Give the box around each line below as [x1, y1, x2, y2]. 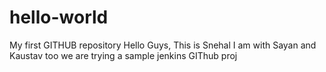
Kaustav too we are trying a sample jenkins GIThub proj [9, 49, 238, 61]
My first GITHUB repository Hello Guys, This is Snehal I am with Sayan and [9, 39, 317, 51]
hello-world [9, 6, 109, 29]
